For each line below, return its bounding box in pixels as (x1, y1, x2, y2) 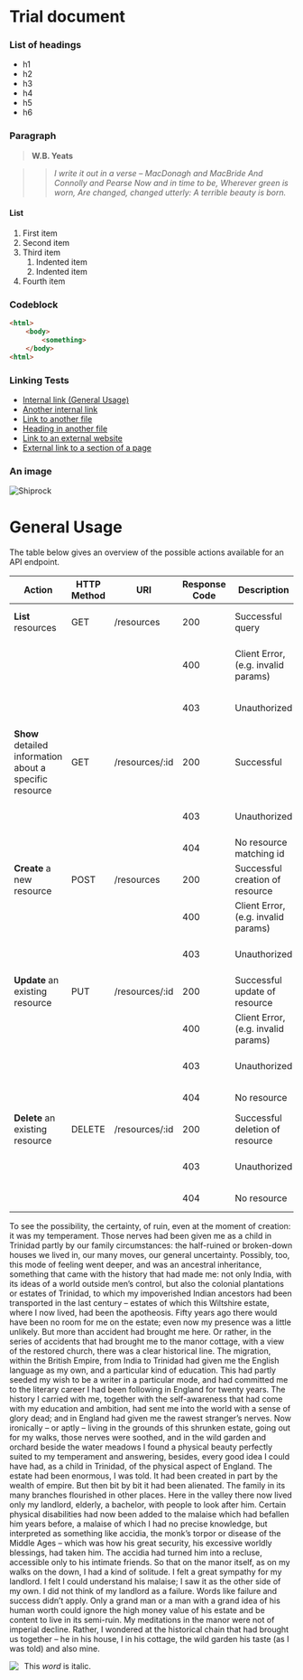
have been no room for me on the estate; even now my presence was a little (9, 1317, 291, 1328)
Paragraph (9, 129, 57, 142)
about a (14, 762, 47, 774)
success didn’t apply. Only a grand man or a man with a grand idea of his (9, 1595, 281, 1606)
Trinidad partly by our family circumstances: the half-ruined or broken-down (9, 1240, 293, 1251)
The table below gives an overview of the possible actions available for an (9, 547, 284, 558)
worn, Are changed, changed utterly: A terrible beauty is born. (53, 187, 287, 198)
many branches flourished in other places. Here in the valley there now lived (9, 1489, 293, 1501)
